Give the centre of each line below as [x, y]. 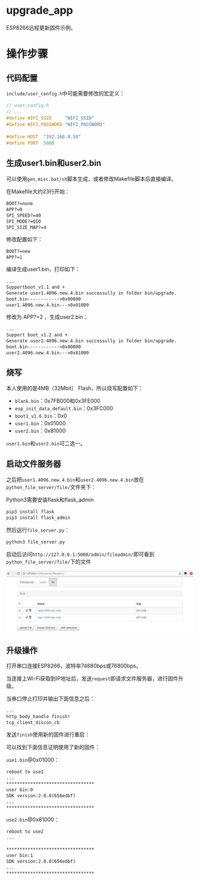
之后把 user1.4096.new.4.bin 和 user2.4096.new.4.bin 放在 [75, 479]
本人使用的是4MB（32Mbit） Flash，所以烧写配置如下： [75, 388]
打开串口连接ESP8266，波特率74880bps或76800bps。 [74, 666]
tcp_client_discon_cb [33, 723]
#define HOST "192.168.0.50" [44, 137]
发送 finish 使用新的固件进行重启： [48, 734]
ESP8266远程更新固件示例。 [41, 27]
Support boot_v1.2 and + [37, 335]
